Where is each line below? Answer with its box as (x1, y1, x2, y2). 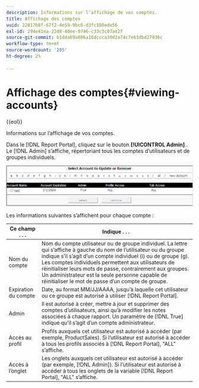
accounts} (6, 98, 59, 112)
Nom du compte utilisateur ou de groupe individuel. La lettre (41, 240, 188, 247)
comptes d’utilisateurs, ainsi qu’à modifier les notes (41, 307, 166, 314)
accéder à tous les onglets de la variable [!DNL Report (41, 367, 173, 374)
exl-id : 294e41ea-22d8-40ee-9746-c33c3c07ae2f (6, 28, 123, 34)
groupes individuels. (6, 153, 56, 161)
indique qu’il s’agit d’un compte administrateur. (41, 319, 156, 326)
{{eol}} (6, 118, 23, 125)
